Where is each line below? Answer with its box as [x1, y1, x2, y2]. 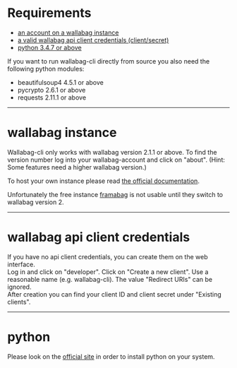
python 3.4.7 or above [17, 43, 83, 52]
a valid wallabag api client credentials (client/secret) [17, 35, 169, 44]
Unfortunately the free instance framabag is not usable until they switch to [7, 190, 224, 198]
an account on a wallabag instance [17, 28, 119, 37]
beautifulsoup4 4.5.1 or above [17, 78, 104, 86]
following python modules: [7, 64, 85, 73]
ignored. [7, 283, 32, 291]
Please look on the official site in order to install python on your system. [7, 352, 215, 361]
